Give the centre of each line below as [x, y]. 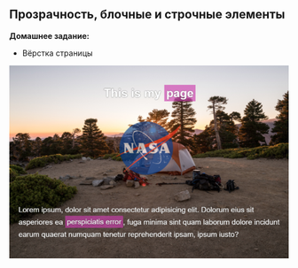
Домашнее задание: [50, 35]
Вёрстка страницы [57, 53]
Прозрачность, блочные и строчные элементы [147, 15]
